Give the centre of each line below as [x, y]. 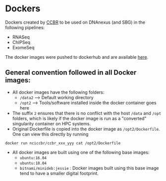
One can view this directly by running [50, 134]
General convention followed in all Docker [71, 73]
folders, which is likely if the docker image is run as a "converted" [79, 118]
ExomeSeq [23, 47]
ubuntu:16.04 [33, 158]
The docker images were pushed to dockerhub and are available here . [77, 57]
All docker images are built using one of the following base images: [81, 152]
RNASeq [21, 37]
